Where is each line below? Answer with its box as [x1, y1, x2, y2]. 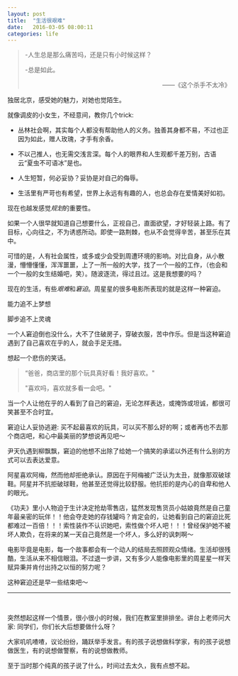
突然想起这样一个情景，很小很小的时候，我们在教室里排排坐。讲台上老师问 [7, 614, 225, 622]
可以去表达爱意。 [13, 455, 64, 465]
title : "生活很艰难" [7, 17, 66, 24]
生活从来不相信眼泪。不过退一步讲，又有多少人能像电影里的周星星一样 [19, 554, 225, 563]
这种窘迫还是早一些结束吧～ [7, 578, 89, 587]
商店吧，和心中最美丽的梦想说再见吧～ [13, 432, 125, 440]
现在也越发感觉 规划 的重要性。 [7, 204, 94, 213]
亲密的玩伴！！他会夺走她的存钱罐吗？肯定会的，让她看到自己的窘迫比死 [19, 512, 231, 521]
